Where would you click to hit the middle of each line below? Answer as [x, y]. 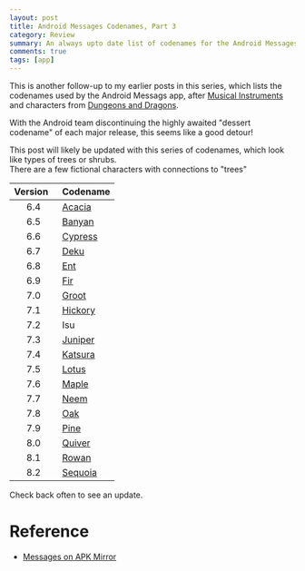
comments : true [38, 52]
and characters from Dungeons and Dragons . [94, 105]
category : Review [42, 34]
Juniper [79, 340]
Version [31, 192]
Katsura [79, 354]
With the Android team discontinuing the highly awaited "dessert [130, 123]
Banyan [78, 222]
